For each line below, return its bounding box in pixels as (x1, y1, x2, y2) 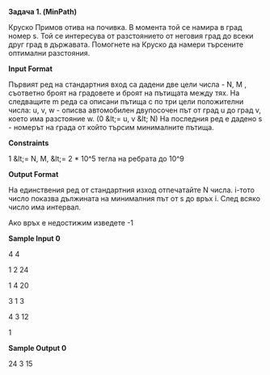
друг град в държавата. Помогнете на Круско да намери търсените (8, 40, 244, 49)
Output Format (8, 170, 59, 179)
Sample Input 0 (8, 234, 61, 243)
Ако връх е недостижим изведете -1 (8, 218, 133, 227)
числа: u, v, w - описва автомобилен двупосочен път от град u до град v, (8, 105, 261, 115)
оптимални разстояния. (8, 48, 91, 57)
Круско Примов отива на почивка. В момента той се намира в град (8, 23, 243, 32)
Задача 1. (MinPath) (8, 7, 78, 16)
